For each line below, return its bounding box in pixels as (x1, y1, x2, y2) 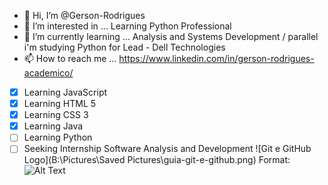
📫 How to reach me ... (23, 53, 117, 64)
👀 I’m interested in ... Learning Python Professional (23, 20, 232, 32)
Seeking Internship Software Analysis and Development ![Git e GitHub (23, 143, 312, 155)
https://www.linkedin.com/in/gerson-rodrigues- (118, 53, 315, 64)
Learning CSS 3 (23, 109, 89, 121)
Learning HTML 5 (23, 98, 97, 110)
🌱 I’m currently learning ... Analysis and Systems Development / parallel (23, 31, 319, 42)
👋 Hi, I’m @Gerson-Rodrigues (23, 10, 146, 21)
